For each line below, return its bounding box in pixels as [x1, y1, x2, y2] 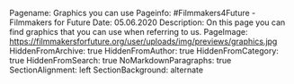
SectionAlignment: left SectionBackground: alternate [9, 64, 204, 75]
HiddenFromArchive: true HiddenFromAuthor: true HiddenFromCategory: [9, 46, 279, 56]
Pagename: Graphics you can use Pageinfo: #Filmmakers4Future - [9, 8, 256, 18]
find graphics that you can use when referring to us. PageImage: [9, 27, 249, 37]
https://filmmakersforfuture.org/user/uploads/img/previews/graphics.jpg [9, 36, 278, 46]
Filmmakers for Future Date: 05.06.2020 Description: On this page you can [9, 17, 286, 28]
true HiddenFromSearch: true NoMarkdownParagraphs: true [9, 55, 232, 65]
